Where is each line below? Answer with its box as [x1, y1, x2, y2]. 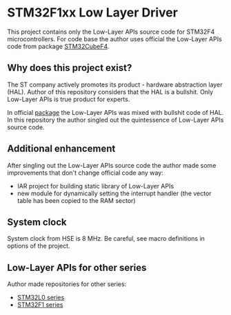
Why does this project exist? [7, 62, 132, 74]
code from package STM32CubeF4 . [7, 42, 110, 50]
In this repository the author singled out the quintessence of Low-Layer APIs [7, 116, 224, 124]
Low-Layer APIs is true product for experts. [7, 95, 130, 103]
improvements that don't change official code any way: [7, 169, 163, 177]
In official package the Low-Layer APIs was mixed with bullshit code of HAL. [7, 108, 224, 116]
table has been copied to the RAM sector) [17, 196, 136, 204]
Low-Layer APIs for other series [7, 261, 147, 273]
